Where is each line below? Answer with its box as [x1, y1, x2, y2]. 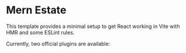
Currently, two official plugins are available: [6, 40, 111, 47]
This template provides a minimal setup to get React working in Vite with [6, 23, 180, 30]
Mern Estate [6, 3, 67, 17]
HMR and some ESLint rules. [6, 29, 75, 36]
